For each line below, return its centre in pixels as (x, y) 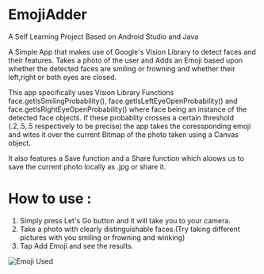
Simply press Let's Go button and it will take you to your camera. (125, 220)
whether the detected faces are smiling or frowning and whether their (122, 68)
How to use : (50, 199)
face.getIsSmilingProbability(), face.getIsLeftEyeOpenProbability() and (123, 101)
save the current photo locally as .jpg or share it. (87, 166)
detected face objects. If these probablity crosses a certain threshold (121, 117)
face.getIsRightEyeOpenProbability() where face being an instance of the (128, 109)
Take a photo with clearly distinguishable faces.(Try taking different (130, 229)
